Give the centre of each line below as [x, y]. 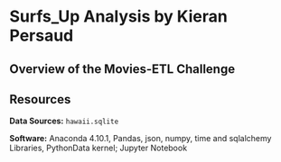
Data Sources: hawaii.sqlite [64, 121]
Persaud [42, 36]
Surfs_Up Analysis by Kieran [118, 17]
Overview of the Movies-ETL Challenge [122, 69]
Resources [40, 99]
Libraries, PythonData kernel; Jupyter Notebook [98, 148]
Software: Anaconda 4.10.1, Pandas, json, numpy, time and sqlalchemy [140, 139]
